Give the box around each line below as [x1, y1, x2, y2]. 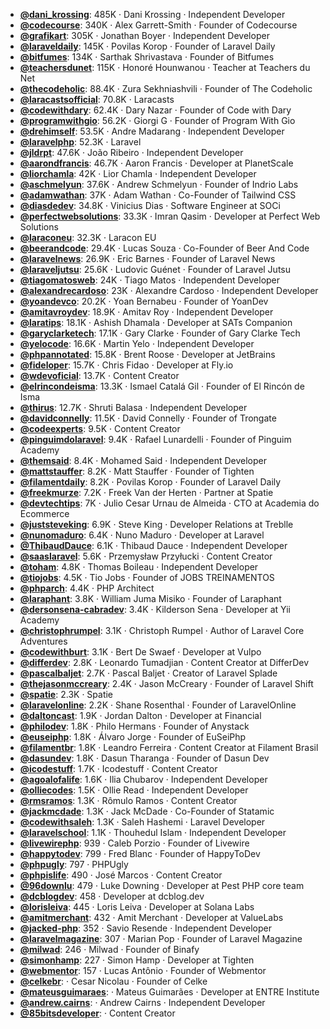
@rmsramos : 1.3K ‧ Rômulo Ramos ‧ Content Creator [19, 795, 238, 806]
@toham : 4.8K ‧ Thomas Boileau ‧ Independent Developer [19, 561, 259, 573]
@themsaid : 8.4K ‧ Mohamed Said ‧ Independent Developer [19, 455, 267, 466]
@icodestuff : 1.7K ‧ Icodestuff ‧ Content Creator [19, 763, 218, 774]
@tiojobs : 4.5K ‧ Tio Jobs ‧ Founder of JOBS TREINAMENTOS [19, 572, 275, 583]
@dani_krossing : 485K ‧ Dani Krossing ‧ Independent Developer [19, 9, 286, 20]
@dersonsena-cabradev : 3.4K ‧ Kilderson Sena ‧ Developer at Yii [19, 604, 291, 615]
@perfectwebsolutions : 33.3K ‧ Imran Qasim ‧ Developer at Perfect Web [19, 210, 321, 222]
